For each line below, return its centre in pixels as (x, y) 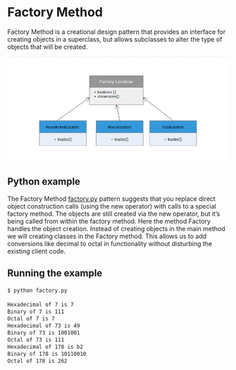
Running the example (55, 273)
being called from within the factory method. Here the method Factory (109, 221)
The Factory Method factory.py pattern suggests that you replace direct (112, 199)
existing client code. (36, 251)
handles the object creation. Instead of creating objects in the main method (116, 228)
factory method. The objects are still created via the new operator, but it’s (114, 214)
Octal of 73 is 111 (36, 340)
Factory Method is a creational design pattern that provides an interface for (117, 32)
